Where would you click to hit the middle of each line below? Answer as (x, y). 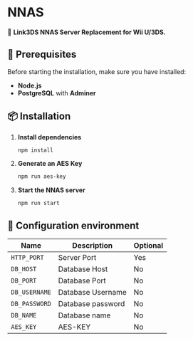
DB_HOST (24, 269)
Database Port (82, 280)
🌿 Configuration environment (73, 225)
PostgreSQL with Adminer (57, 93)
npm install (35, 150)
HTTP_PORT (27, 257)
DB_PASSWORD (31, 304)
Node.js (30, 85)
